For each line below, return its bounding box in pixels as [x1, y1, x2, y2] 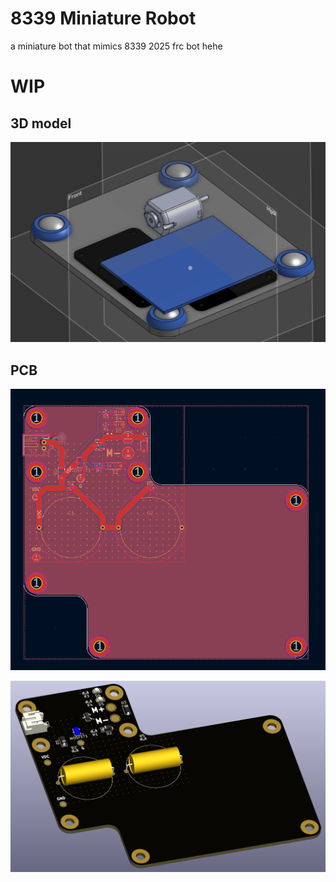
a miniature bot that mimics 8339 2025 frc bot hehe [10, 40, 223, 52]
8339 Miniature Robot [10, 7, 197, 30]
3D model [10, 115, 72, 132]
